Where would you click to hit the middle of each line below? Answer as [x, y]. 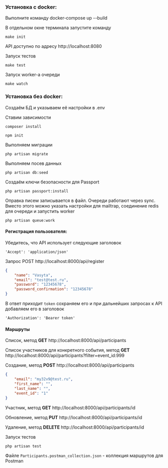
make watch [17, 84]
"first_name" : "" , [33, 384]
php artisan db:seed [27, 172]
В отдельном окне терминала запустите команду [58, 28]
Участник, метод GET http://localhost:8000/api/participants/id [70, 408]
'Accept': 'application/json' [37, 252]
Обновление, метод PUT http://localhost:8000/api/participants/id [74, 417]
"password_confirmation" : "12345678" [54, 289]
